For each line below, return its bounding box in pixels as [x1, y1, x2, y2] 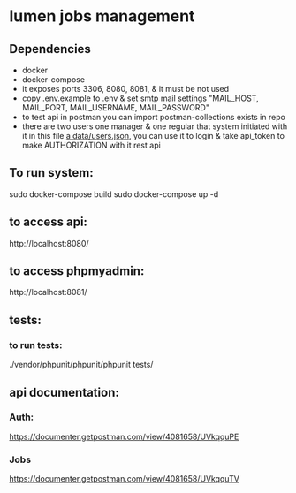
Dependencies [9, 42, 91, 57]
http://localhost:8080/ [9, 238, 90, 248]
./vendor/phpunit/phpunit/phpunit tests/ [9, 360, 154, 370]
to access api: [9, 215, 88, 230]
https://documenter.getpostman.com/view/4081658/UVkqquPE [9, 431, 239, 442]
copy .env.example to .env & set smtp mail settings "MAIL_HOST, [21, 93, 259, 103]
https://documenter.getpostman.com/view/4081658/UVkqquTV [9, 474, 240, 484]
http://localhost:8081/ [9, 287, 87, 298]
